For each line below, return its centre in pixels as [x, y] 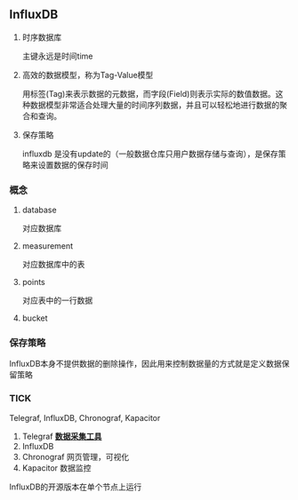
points [34, 282]
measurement [48, 246]
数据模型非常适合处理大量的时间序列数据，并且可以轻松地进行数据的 [155, 105]
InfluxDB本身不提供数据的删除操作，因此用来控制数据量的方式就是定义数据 [145, 364]
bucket [35, 318]
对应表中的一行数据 [57, 300]
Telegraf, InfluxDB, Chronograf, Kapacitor [85, 417]
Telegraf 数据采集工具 [62, 436]
